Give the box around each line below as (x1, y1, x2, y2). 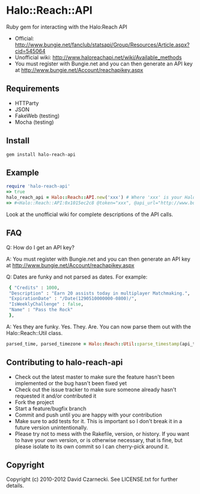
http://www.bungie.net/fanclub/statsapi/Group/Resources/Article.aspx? (14, 41, 190, 48)
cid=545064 (14, 47, 46, 54)
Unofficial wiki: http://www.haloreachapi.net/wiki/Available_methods (14, 54, 182, 61)
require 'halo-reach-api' (6, 183, 70, 189)
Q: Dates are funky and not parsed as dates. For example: (6, 273, 148, 280)
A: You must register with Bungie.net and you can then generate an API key (6, 255, 190, 262)
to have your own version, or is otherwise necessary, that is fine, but (14, 436, 183, 443)
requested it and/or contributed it (14, 392, 96, 399)
